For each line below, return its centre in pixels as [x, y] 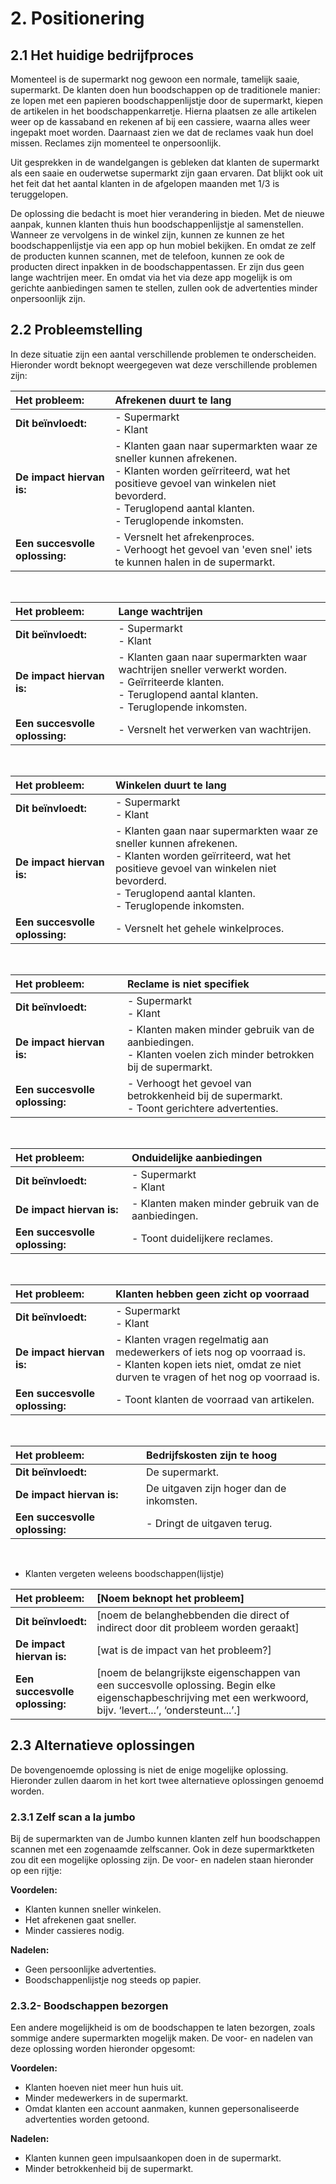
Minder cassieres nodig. [74, 1930]
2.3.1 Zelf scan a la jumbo [73, 1817]
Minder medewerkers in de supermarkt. [106, 2098]
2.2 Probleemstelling [76, 330]
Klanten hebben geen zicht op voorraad [212, 1294]
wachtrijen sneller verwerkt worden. [202, 669]
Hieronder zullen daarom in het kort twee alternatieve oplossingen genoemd [167, 1780]
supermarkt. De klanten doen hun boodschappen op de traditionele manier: [165, 90]
